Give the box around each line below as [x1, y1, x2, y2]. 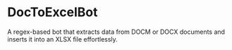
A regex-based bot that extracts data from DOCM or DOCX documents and [7, 27, 226, 36]
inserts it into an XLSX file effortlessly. [7, 35, 118, 43]
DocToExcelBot [7, 4, 98, 20]
